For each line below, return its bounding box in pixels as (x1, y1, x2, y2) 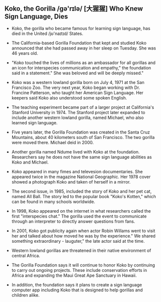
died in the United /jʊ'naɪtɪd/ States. (11, 31, 83, 36)
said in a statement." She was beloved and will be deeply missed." (11, 70, 144, 76)
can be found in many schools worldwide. (11, 199, 96, 204)
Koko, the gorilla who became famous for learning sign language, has (11, 25, 151, 31)
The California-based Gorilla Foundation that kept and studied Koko (11, 40, 146, 46)
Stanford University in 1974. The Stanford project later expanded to (11, 109, 145, 115)
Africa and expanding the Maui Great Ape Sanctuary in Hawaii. (11, 272, 137, 278)
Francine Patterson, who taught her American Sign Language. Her (11, 89, 144, 96)
